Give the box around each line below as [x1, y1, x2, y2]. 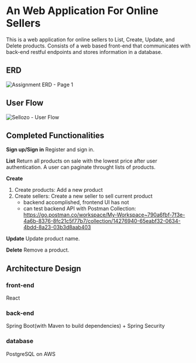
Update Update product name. [6, 235, 80, 242]
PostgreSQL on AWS [6, 350, 56, 357]
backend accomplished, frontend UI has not [23, 199, 129, 206]
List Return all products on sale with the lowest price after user [6, 157, 158, 165]
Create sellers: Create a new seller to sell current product [14, 192, 153, 200]
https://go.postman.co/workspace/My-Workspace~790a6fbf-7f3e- [23, 211, 185, 218]
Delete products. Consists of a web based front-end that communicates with [6, 42, 191, 49]
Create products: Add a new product [14, 186, 103, 194]
